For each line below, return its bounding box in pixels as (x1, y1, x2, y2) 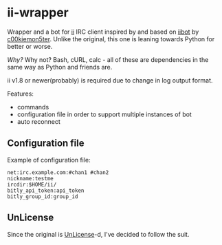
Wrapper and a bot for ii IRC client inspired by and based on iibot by (7, 28, 199, 36)
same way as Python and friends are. (7, 63, 113, 71)
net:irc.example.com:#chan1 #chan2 (7, 169, 109, 176)
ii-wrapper (7, 5, 69, 21)
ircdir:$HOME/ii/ (7, 181, 57, 188)
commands (16, 103, 49, 111)
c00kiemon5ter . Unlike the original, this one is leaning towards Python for (7, 34, 215, 43)
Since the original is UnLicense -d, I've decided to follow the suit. (7, 230, 190, 238)
